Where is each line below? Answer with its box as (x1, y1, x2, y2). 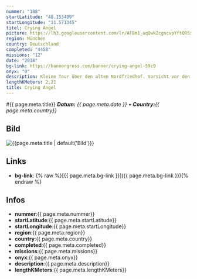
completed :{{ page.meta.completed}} (14, 242, 107, 249)
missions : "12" (6, 52, 43, 58)
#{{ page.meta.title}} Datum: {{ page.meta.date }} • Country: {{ (6, 101, 160, 108)
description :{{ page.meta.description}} (14, 260, 110, 267)
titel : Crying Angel (6, 25, 57, 31)
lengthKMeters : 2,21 (6, 80, 57, 85)
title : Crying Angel (6, 85, 57, 91)
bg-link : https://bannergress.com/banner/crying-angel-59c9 (6, 63, 157, 69)
